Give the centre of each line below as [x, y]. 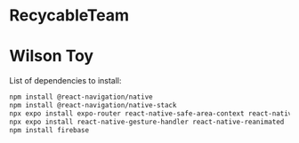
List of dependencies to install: [65, 81]
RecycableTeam [69, 16]
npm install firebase [49, 130]
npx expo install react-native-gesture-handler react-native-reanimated [147, 122]
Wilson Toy [52, 56]
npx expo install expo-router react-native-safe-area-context [127, 113]
